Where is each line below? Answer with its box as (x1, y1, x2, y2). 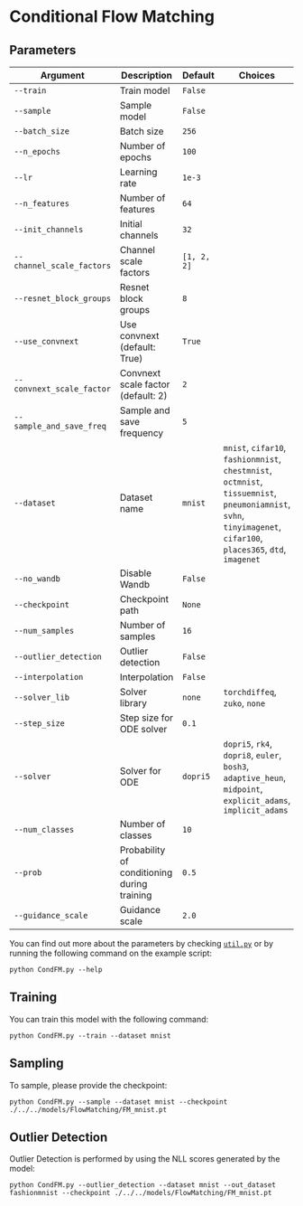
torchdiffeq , (223, 685, 277, 698)
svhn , (223, 509, 245, 522)
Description (121, 70, 173, 81)
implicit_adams (223, 806, 289, 815)
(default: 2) (119, 390, 168, 401)
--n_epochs (14, 146, 60, 156)
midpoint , (223, 783, 263, 795)
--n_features (14, 199, 70, 209)
